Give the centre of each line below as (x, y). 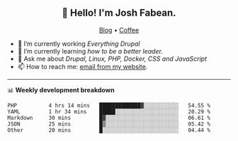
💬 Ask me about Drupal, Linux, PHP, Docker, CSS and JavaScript (112, 59)
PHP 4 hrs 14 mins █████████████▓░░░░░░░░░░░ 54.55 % (109, 105)
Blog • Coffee (119, 30)
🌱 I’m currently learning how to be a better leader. (90, 51)
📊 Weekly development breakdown (61, 90)
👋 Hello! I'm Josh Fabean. (119, 13)
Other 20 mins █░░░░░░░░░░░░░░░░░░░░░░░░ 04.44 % (109, 130)
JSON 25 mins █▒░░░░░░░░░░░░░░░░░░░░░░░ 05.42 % (109, 124)
